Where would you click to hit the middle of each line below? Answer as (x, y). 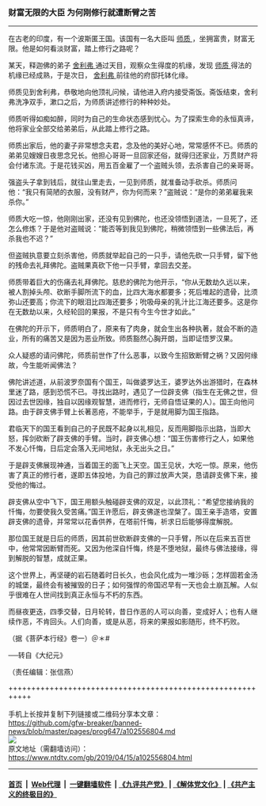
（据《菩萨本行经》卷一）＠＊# (59, 638)
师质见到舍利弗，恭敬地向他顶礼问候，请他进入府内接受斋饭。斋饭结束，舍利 (133, 92)
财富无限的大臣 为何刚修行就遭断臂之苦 (82, 12)
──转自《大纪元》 (38, 656)
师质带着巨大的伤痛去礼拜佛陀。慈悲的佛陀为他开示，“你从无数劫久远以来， (131, 282)
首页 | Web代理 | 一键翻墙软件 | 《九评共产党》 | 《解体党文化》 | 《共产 (128, 784)
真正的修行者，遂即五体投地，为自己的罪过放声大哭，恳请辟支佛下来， (136, 475)
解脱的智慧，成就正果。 (53, 558)
